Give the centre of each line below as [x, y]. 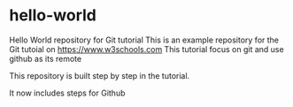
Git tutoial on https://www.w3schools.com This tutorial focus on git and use [147, 49]
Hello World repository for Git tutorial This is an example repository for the [144, 40]
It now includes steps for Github [67, 93]
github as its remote [46, 58]
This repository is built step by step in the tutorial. [100, 75]
